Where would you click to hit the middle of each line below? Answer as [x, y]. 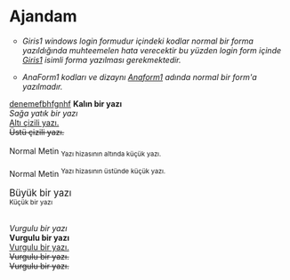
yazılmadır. [42, 86]
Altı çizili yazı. [34, 123]
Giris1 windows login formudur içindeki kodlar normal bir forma [137, 41]
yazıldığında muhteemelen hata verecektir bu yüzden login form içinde [152, 50]
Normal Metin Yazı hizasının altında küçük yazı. [85, 152]
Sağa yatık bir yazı [44, 113]
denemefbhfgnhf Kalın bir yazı [66, 103]
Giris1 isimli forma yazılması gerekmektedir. [101, 60]
